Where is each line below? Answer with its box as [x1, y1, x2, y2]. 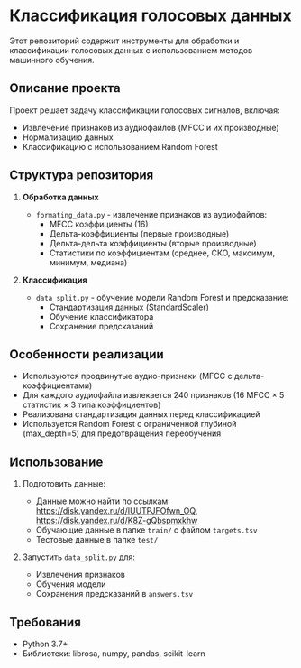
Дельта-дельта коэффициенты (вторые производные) [49, 237, 257, 248]
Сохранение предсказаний [49, 320, 154, 331]
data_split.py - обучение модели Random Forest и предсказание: [35, 292, 290, 302]
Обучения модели [35, 579, 106, 589]
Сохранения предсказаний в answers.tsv [35, 589, 194, 599]
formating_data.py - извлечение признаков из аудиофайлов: [35, 209, 268, 219]
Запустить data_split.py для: [22, 552, 135, 562]
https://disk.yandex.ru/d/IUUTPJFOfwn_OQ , [35, 506, 198, 516]
